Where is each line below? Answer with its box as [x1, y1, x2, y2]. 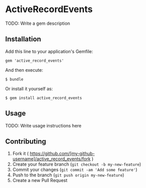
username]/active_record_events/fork [12, 156, 91, 162]
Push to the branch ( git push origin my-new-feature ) [12, 172, 124, 178]
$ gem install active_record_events [5, 95, 82, 101]
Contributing [5, 137, 46, 146]
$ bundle [5, 77, 24, 82]
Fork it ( [12, 151, 29, 157]
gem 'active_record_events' [5, 58, 64, 63]
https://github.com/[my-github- [29, 151, 95, 157]
